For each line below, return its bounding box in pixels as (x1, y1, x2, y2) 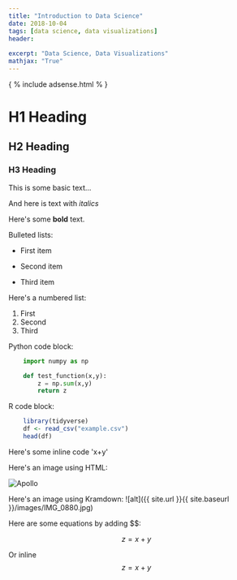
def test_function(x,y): (23, 372, 107, 380)
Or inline (8, 549, 37, 560)
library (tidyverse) (23, 417, 89, 426)
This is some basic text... (8, 183, 92, 192)
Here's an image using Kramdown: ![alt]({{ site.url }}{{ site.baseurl (8, 494, 230, 504)
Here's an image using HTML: (8, 462, 108, 472)
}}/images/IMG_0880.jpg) (8, 502, 93, 512)
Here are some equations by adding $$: (8, 518, 141, 528)
